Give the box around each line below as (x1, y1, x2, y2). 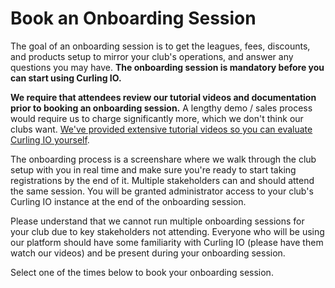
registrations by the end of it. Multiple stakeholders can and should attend (10, 174, 315, 186)
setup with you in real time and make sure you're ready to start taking (10, 163, 297, 176)
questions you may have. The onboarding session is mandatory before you (10, 61, 325, 73)
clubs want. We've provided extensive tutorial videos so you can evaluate (10, 123, 313, 135)
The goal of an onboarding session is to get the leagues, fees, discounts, (10, 40, 311, 52)
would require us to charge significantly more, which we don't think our (10, 112, 304, 124)
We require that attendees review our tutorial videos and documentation (10, 91, 317, 103)
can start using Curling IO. (10, 72, 122, 84)
